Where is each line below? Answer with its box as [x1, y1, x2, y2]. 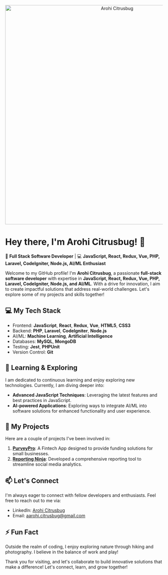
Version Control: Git [12, 349, 53, 355]
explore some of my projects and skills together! [5, 291, 104, 297]
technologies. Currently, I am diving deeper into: [5, 382, 104, 388]
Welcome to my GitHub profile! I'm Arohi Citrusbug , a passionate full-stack [5, 270, 161, 276]
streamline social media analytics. [12, 461, 82, 467]
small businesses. [12, 451, 49, 457]
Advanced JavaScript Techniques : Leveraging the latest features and [12, 392, 157, 398]
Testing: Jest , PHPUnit [12, 343, 60, 349]
